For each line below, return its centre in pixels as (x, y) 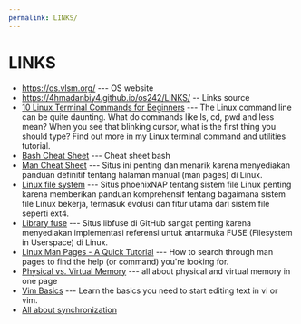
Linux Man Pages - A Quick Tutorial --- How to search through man (147, 251)
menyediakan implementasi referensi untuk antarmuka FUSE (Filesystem (157, 232)
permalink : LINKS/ (43, 18)
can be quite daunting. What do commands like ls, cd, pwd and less (148, 117)
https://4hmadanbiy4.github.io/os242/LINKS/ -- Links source (136, 97)
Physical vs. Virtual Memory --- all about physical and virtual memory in (156, 271)
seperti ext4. (45, 213)
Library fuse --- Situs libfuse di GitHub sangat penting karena (136, 222)
